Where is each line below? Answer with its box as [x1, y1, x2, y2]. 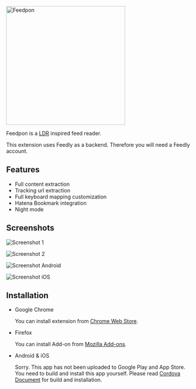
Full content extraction [14, 181, 70, 188]
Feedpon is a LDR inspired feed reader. [6, 130, 102, 137]
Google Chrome [14, 306, 54, 314]
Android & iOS [14, 352, 49, 359]
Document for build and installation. [14, 377, 102, 384]
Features [6, 165, 40, 175]
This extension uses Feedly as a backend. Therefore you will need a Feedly [6, 141, 190, 148]
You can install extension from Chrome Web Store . [14, 318, 138, 325]
